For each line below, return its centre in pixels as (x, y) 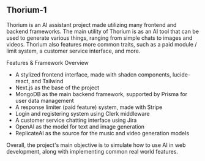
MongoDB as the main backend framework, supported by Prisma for (101, 94)
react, (23, 81)
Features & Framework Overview (47, 62)
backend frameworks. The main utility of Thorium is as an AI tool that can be (102, 31)
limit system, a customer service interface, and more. (73, 51)
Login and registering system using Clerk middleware (82, 113)
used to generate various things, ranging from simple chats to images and (99, 38)
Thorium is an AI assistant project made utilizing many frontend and (91, 24)
